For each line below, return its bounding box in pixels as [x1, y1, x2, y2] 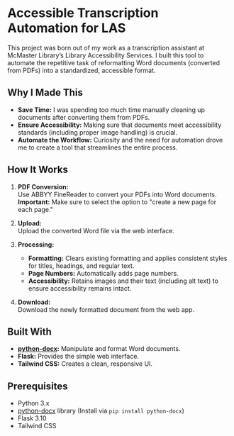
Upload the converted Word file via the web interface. [17, 226, 175, 235]
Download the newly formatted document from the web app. [17, 305, 195, 313]
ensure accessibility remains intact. [28, 284, 132, 292]
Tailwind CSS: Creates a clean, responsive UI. [17, 359, 153, 368]
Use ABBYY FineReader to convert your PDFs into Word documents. [17, 190, 218, 199]
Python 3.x [17, 399, 50, 408]
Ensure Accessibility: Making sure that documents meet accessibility [17, 121, 222, 129]
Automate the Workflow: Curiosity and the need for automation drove [17, 135, 223, 144]
